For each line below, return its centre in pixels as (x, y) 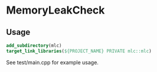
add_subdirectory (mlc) (34, 45)
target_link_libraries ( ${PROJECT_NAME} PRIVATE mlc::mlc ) (79, 51)
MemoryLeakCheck (55, 10)
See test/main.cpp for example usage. (53, 62)
